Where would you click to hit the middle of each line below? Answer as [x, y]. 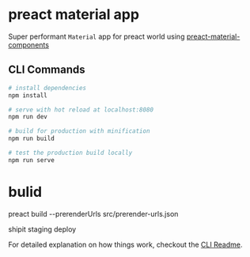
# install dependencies [47, 88]
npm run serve [32, 160]
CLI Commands [47, 70]
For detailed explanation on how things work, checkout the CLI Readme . [125, 244]
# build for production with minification [79, 131]
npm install [28, 95]
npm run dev [28, 117]
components [29, 44]
